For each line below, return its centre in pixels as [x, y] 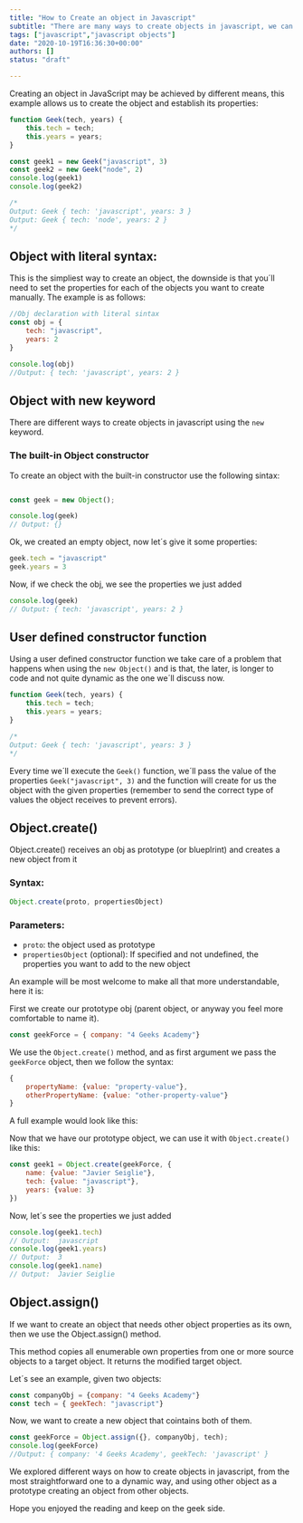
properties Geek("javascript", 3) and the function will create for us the [143, 781]
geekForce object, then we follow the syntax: [92, 1061]
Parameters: [37, 924]
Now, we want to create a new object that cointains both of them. [131, 1421]
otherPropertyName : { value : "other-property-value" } [127, 1095]
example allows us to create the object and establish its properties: [134, 103]
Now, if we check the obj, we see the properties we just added [126, 584]
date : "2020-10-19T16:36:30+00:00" [76, 43]
